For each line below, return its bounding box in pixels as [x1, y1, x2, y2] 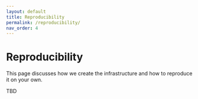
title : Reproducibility [6, 14, 65, 20]
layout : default [6, 8, 46, 15]
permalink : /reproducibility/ [6, 19, 81, 25]
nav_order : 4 [6, 25, 38, 31]
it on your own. [6, 76, 43, 83]
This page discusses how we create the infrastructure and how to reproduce [6, 70, 193, 77]
